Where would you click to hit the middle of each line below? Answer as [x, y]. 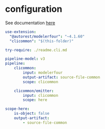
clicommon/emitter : [34, 91]
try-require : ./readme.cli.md [36, 50]
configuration [34, 9]
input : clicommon [40, 95]
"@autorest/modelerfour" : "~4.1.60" [47, 36]
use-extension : [21, 32]
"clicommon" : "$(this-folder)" [42, 41]
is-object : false [32, 114]
